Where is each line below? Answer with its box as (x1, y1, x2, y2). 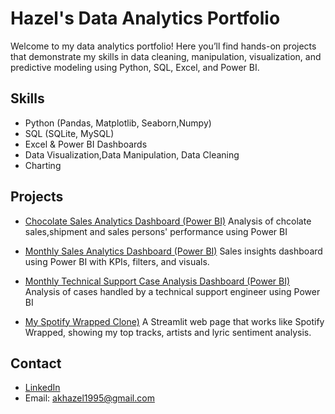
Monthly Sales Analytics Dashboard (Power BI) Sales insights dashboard (24, 245, 323, 257)
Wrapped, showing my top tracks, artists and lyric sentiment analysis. (24, 326, 312, 338)
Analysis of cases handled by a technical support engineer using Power (24, 285, 321, 297)
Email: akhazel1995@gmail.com (24, 392, 155, 404)
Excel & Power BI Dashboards (24, 138, 148, 150)
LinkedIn (24, 382, 61, 394)
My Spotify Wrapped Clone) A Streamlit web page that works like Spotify (24, 315, 325, 327)
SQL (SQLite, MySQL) (24, 127, 115, 139)
